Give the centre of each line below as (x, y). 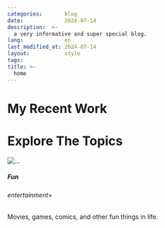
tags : (15, 60)
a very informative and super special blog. (80, 34)
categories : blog (42, 14)
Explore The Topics (65, 141)
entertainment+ (30, 195)
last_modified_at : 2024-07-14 (52, 47)
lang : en (39, 40)
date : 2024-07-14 (52, 21)
